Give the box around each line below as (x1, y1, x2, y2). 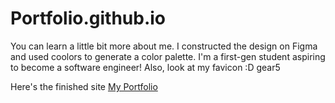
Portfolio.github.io (10, 7, 167, 30)
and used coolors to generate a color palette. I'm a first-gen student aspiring (10, 50, 326, 62)
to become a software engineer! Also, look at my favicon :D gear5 (10, 61, 281, 73)
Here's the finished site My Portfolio (10, 80, 158, 92)
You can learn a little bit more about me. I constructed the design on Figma (10, 40, 318, 52)
